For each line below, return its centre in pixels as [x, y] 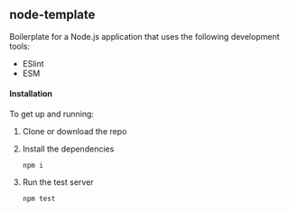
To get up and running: [52, 114]
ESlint [33, 63]
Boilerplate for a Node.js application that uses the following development [144, 36]
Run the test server [58, 182]
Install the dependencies [68, 149]
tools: [20, 46]
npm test [39, 199]
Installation [31, 94]
